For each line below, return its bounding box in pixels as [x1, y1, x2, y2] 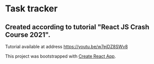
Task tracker [5, 3, 58, 14]
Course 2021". [5, 30, 51, 39]
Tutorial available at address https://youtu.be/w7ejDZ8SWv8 [5, 44, 128, 50]
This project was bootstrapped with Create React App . [5, 53, 116, 59]
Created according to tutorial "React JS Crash [5, 23, 150, 31]
